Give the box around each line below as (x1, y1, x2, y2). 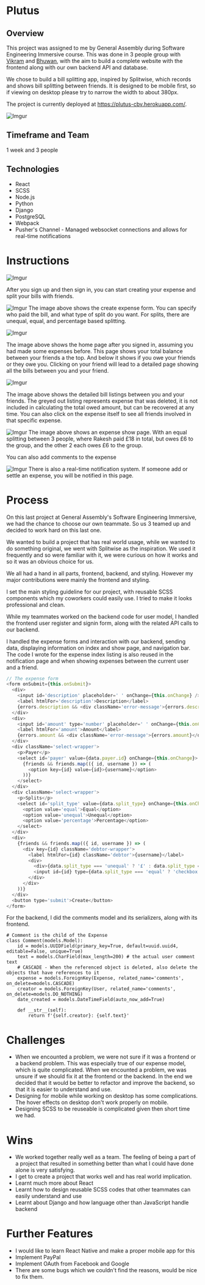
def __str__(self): (17, 1007, 67, 1013)
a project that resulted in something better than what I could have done (15, 1160, 194, 1168)
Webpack (15, 219, 40, 226)
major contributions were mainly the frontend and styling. (6, 576, 151, 583)
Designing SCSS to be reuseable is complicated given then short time (15, 1105, 190, 1112)
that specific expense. (6, 417, 62, 424)
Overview (6, 28, 45, 39)
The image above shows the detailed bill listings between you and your (6, 390, 185, 398)
